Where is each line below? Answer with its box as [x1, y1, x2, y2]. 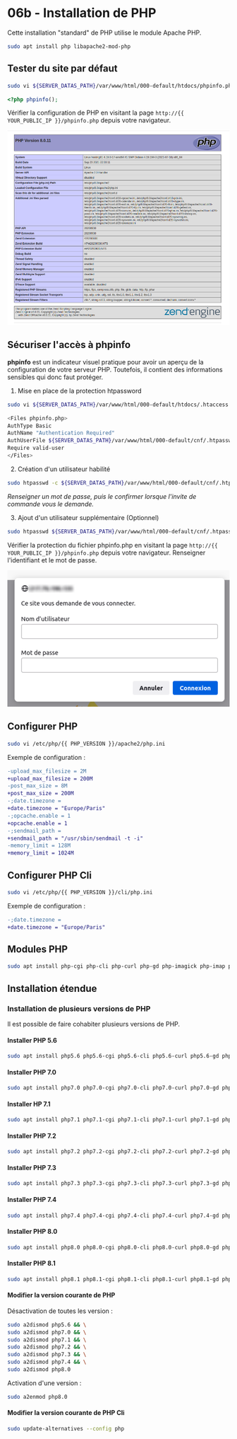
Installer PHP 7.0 [7, 1068, 56, 1076]
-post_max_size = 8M [7, 782, 68, 790]
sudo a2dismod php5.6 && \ [7, 1321, 87, 1328]
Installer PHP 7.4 [7, 1195, 57, 1203]
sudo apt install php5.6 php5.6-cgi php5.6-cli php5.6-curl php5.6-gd [7, 1053, 219, 1060]
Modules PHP [7, 943, 68, 955]
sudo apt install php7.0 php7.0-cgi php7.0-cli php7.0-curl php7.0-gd [7, 1085, 219, 1092]
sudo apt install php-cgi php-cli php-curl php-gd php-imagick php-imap [7, 963, 226, 970]
